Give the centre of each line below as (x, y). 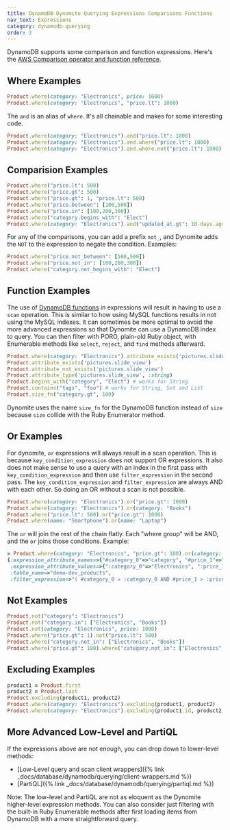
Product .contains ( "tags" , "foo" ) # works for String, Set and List (105, 388)
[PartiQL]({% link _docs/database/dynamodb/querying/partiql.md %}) (115, 783)
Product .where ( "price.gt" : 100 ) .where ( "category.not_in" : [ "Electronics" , (116, 648)
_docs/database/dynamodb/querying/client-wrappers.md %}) (104, 776)
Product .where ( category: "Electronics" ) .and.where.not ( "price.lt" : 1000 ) (115, 149)
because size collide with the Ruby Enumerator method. (86, 414)
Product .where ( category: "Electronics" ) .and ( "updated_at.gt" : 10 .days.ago (116, 224)
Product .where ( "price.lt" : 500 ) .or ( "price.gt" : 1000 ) (86, 514)
